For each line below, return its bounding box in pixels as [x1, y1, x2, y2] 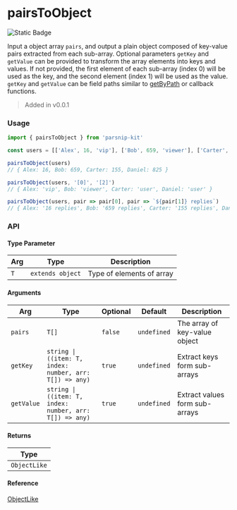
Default [141, 306, 167, 316]
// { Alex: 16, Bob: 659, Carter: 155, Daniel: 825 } [7, 166, 169, 174]
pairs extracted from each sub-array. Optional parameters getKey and [7, 49, 209, 58]
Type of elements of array [87, 269, 174, 279]
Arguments [7, 288, 42, 297]
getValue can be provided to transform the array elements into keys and [7, 56, 217, 65]
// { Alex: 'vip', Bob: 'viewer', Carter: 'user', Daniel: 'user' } [7, 186, 213, 193]
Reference [7, 479, 39, 487]
